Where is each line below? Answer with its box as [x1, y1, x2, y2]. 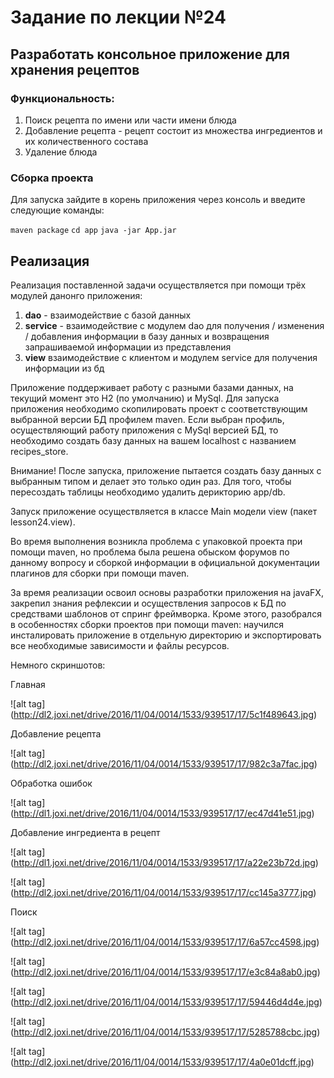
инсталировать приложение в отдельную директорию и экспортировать [10, 629, 322, 641]
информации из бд [24, 362, 105, 374]
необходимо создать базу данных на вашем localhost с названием [10, 434, 297, 446]
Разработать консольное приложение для [10, 46, 290, 63]
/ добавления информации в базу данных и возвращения [24, 330, 270, 342]
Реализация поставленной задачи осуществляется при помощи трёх [10, 279, 307, 291]
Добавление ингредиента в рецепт [10, 826, 161, 838]
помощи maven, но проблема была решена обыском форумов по [10, 546, 290, 558]
